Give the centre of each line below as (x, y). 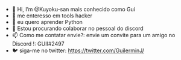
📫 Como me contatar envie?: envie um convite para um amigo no (94, 35)
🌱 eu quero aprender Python (47, 22)
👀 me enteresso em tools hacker (52, 16)
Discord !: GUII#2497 (38, 44)
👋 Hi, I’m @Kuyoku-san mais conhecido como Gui (74, 9)
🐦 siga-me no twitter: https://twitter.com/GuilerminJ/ (78, 50)
